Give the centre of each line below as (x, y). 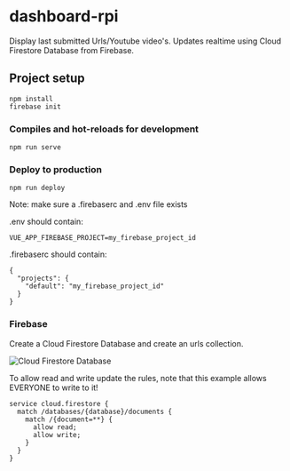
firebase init (35, 107)
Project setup (47, 79)
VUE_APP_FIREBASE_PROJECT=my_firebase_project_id (103, 238)
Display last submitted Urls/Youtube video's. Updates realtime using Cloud (145, 41)
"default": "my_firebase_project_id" (95, 286)
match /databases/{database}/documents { (95, 411)
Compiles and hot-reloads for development (104, 129)
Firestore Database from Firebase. (72, 50)
